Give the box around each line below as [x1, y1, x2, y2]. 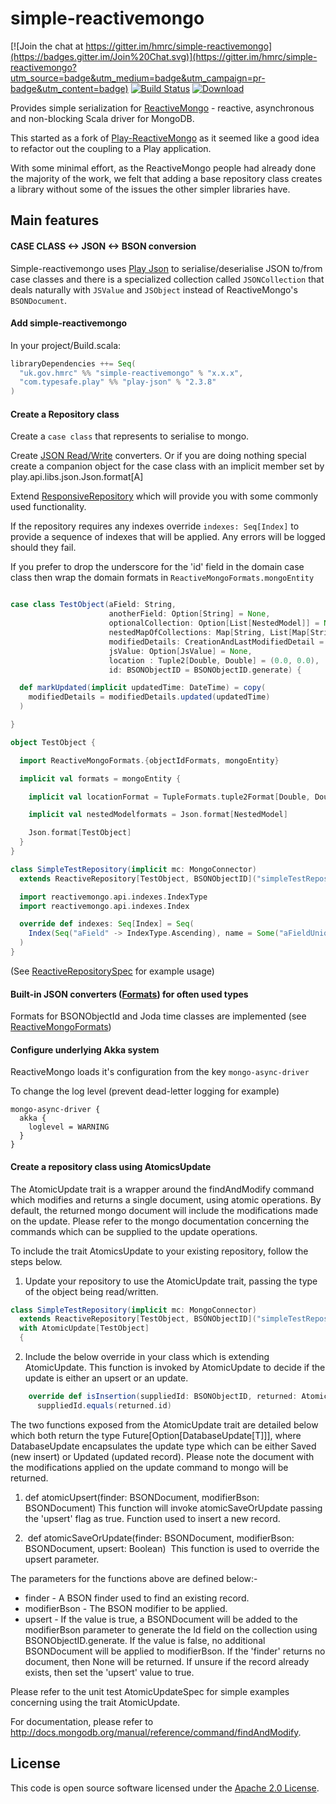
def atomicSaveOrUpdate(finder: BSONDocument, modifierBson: [27, 1532, 295, 1544]
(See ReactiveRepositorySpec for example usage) [10, 965, 215, 977]
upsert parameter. [24, 1553, 100, 1565]
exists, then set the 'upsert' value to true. [24, 1666, 195, 1678]
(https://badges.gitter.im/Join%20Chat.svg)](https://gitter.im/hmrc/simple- [10, 50, 318, 62]
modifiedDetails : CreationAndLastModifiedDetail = [108, 637, 325, 647]
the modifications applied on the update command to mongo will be [10, 1461, 289, 1473]
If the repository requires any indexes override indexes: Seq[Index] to [10, 520, 300, 532]
